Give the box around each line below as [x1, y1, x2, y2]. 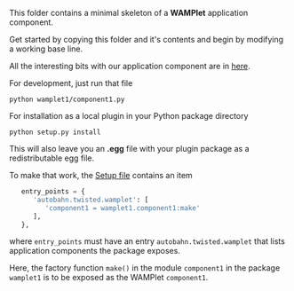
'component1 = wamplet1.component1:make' [44, 203, 201, 212]
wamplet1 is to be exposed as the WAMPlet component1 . [9, 272, 209, 283]
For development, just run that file [9, 78, 133, 88]
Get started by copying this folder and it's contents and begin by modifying [9, 35, 284, 44]
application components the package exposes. [9, 246, 180, 256]
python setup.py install [9, 128, 101, 137]
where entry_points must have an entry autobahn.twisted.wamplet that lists [9, 236, 286, 247]
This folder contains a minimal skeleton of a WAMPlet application [9, 8, 249, 18]
